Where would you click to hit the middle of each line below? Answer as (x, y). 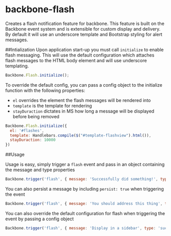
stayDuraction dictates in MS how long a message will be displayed (83, 111)
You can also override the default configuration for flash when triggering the (85, 213)
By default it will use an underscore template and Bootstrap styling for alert (84, 34)
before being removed (36, 116)
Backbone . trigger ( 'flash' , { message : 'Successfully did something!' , (82, 179)
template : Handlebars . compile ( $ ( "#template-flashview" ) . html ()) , (81, 135)
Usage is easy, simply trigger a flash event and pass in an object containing (85, 165)
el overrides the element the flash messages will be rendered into (82, 100)
